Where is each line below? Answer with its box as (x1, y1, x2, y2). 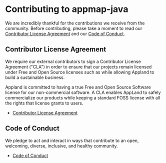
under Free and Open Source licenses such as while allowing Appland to (5, 69, 154, 75)
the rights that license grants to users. (5, 100, 83, 106)
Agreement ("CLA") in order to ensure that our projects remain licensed (5, 63, 152, 69)
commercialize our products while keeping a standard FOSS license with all (5, 94, 160, 100)
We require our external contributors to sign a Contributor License (5, 58, 141, 64)
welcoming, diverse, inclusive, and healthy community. (5, 142, 118, 148)
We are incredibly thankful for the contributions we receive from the (5, 20, 145, 26)
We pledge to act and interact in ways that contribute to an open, (5, 137, 139, 143)
